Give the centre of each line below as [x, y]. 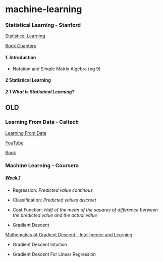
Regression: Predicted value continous [53, 190]
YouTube [14, 143]
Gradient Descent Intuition [40, 245]
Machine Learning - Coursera [42, 166]
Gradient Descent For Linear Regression [54, 254]
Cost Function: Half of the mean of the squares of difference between [85, 210]
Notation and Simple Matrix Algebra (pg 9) [57, 69]
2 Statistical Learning [28, 80]
